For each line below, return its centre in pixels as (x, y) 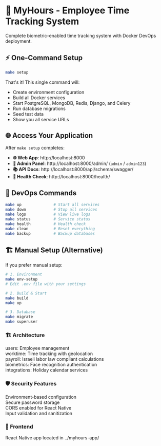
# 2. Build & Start (26, 293)
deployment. (18, 41)
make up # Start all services (53, 205)
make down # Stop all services (51, 210)
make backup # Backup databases (50, 233)
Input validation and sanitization (39, 413)
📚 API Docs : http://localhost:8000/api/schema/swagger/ (73, 170)
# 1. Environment (24, 274)
